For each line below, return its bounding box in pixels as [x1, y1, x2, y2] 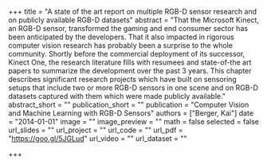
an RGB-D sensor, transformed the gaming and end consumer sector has [8, 24, 249, 33]
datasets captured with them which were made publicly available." [8, 92, 226, 100]
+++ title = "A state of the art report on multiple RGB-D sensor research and [8, 7, 257, 16]
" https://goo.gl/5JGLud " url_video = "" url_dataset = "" [8, 134, 187, 143]
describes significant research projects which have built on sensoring [8, 75, 237, 84]
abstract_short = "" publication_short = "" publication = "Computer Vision [8, 100, 249, 109]
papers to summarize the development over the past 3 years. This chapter [8, 66, 253, 75]
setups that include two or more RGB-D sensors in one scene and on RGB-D [8, 83, 259, 92]
